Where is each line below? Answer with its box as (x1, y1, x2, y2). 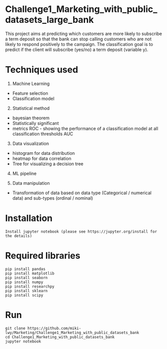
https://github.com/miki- (27, 326, 81, 331)
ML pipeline (12, 170, 37, 176)
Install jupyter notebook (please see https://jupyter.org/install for (5, 229, 157, 234)
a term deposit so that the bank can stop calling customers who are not (5, 36, 152, 42)
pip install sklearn (5, 288, 48, 293)
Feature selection (12, 90, 48, 96)
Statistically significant (12, 120, 59, 126)
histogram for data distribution (12, 150, 75, 156)
